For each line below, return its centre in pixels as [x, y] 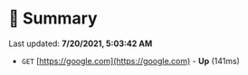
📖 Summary [53, 19]
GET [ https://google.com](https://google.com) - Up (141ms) [131, 61]
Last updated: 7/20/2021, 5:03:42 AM [81, 43]
